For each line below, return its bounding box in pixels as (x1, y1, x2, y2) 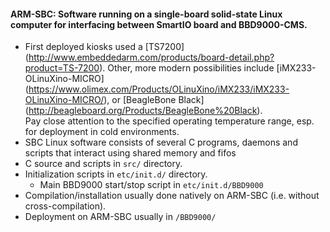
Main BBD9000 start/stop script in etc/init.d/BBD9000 (39, 179, 264, 191)
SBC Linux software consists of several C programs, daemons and (24, 136, 298, 149)
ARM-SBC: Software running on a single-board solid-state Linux (10, 8, 283, 20)
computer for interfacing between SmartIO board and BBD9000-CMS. (10, 18, 308, 30)
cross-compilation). (24, 200, 107, 212)
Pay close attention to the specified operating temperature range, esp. (24, 115, 315, 127)
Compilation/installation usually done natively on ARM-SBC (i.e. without (24, 190, 320, 202)
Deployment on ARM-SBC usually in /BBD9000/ (24, 211, 217, 223)
